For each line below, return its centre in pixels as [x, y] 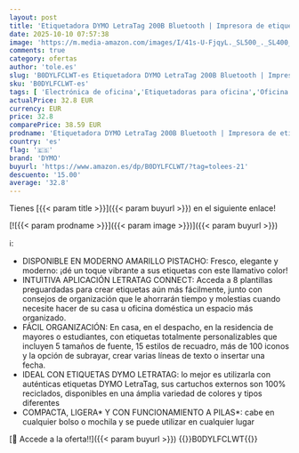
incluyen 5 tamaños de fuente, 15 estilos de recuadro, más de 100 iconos [155, 346]
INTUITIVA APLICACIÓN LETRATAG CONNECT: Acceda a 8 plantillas [147, 280]
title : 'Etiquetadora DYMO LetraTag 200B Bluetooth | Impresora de [137, 26]
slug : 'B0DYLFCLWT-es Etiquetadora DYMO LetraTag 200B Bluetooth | [137, 76]
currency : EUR [36, 109]
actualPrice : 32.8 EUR [51, 100]
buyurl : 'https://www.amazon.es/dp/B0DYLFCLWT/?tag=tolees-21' [129, 166]
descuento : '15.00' [45, 174]
